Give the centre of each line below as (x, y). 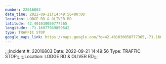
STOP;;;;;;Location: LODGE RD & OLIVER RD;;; (51, 56)
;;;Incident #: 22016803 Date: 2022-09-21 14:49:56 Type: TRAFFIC (73, 51)
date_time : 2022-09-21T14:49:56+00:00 (45, 14)
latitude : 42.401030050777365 (36, 23)
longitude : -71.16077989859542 (37, 28)
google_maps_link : (24, 37)
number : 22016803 (23, 10)
